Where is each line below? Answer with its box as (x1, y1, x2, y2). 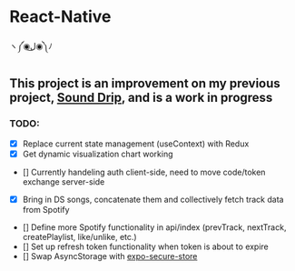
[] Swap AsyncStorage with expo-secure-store (22, 250, 198, 261)
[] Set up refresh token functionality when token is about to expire (22, 241, 270, 252)
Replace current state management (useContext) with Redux (22, 138, 250, 149)
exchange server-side (22, 176, 105, 187)
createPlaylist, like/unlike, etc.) (22, 231, 138, 242)
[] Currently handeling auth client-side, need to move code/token (22, 166, 266, 177)
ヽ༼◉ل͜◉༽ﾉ (9, 40, 53, 51)
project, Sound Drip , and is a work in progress (9, 90, 273, 105)
